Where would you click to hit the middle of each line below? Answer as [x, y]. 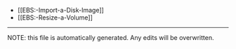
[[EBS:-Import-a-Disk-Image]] [60, 10]
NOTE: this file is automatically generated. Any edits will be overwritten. [111, 37]
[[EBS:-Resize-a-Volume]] [55, 17]
